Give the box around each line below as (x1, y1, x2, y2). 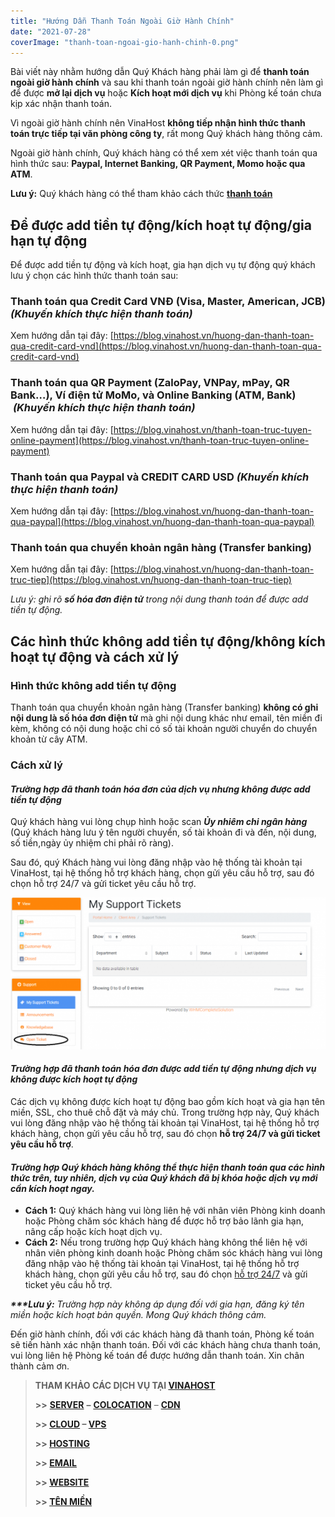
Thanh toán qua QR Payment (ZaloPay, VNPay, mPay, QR (10, 376, 290, 390)
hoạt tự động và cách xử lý (10, 648, 180, 665)
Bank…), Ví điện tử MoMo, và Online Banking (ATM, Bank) (10, 388, 297, 402)
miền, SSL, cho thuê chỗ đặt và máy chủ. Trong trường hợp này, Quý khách (10, 1106, 320, 1119)
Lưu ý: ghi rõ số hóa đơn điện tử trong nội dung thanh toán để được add (10, 593, 309, 605)
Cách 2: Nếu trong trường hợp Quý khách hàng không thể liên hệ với (24, 1236, 308, 1249)
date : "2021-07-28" (10, 26, 92, 37)
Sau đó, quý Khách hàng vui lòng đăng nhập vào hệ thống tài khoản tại (10, 856, 303, 869)
